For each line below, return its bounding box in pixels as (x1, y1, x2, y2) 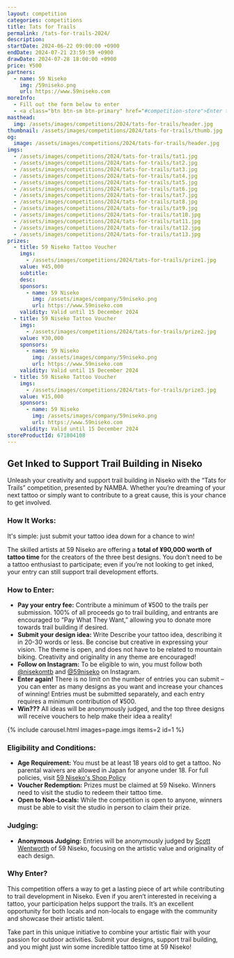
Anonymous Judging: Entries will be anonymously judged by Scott (17, 837, 211, 845)
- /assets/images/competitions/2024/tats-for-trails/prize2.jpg (25, 328, 217, 335)
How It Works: (7, 516, 56, 525)
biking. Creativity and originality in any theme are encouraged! (17, 652, 196, 661)
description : (7, 36, 45, 43)
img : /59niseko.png (19, 82, 77, 89)
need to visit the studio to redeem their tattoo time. (17, 788, 164, 797)
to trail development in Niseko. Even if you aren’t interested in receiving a (7, 892, 217, 900)
